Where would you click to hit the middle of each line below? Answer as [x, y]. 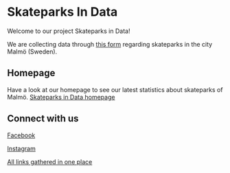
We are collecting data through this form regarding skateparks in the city [110, 44]
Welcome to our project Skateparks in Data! [69, 31]
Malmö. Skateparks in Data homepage [61, 97]
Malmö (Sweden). [32, 51]
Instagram [21, 148]
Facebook [21, 135]
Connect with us [43, 118]
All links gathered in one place [50, 161]
